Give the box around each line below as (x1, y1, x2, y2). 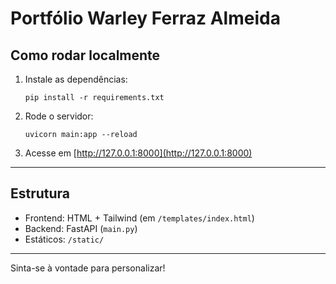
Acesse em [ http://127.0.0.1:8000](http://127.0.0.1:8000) (24, 147, 253, 159)
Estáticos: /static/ (24, 233, 105, 245)
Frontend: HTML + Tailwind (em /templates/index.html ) (24, 212, 255, 224)
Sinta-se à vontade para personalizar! (10, 262, 166, 274)
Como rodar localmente (10, 47, 161, 64)
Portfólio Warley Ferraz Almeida (10, 7, 281, 30)
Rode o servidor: (24, 110, 94, 122)
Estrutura (10, 185, 71, 202)
